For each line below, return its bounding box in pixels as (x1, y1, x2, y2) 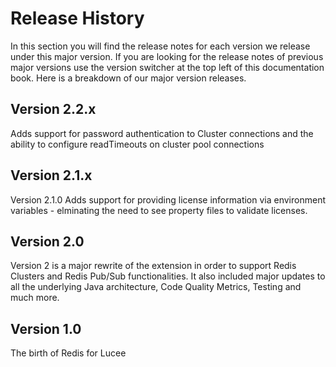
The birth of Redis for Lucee (10, 347, 127, 359)
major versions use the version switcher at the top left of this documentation (10, 61, 325, 73)
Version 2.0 (10, 233, 85, 250)
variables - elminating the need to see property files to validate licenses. (10, 204, 308, 216)
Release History (10, 7, 145, 30)
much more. (10, 292, 60, 304)
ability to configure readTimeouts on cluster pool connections (10, 138, 265, 150)
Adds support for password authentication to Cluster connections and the (10, 127, 314, 139)
